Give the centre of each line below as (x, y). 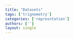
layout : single (21, 28)
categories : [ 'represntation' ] (37, 19)
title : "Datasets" (24, 10)
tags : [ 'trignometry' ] (28, 14)
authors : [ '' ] (20, 23)
